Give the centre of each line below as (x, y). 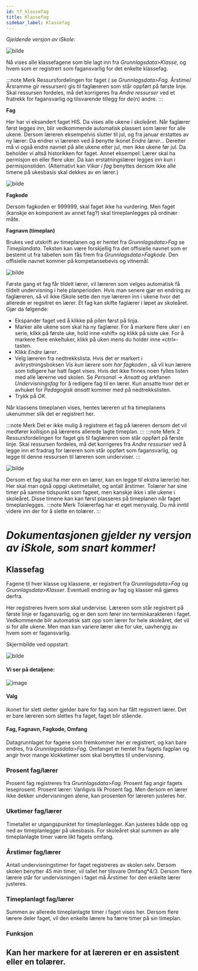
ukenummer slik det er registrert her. (51, 414)
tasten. (23, 346)
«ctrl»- (170, 340)
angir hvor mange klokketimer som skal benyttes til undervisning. (85, 755)
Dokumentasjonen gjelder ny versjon (99, 535)
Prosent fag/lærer (32, 770)
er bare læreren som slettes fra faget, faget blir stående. (74, 716)
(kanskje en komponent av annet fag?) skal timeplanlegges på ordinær (92, 213)
